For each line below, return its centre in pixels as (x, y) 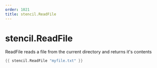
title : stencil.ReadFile (31, 14)
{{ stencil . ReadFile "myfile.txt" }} (44, 61)
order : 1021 (17, 10)
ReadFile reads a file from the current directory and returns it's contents (78, 52)
